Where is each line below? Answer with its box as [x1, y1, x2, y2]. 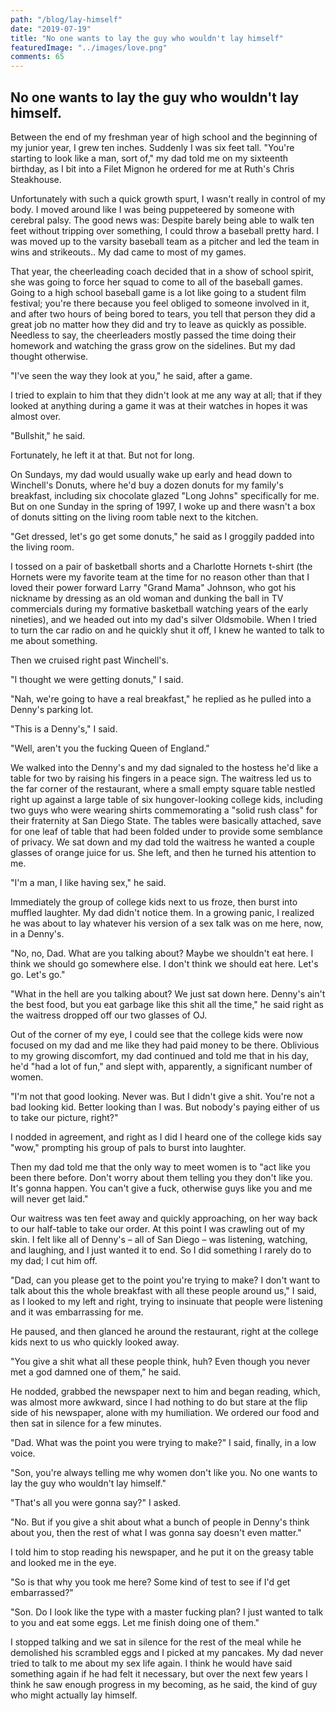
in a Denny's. [10, 927, 65, 940]
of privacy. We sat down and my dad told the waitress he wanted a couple [10, 836, 315, 848]
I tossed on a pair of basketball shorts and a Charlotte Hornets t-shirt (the [10, 560, 313, 572]
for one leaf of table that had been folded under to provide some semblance [10, 825, 323, 837]
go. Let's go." [10, 968, 66, 980]
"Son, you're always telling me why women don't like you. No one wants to [10, 1466, 318, 1478]
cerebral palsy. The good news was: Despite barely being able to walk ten [10, 214, 315, 226]
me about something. [10, 634, 98, 646]
